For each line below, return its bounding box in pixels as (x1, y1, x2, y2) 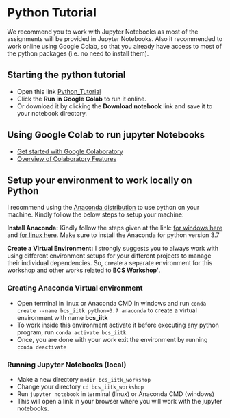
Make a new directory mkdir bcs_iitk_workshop (16, 375, 151, 383)
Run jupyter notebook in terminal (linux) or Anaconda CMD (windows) (16, 389, 214, 398)
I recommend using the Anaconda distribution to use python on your (7, 204, 200, 212)
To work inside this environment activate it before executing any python (16, 321, 219, 329)
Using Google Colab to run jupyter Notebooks (7, 129, 205, 141)
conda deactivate (16, 344, 67, 351)
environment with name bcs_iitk (16, 313, 108, 321)
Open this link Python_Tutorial (16, 87, 101, 95)
